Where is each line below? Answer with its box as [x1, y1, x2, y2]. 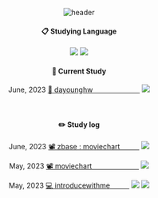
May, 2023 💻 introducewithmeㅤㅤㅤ [8, 180, 130, 190]
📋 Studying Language [41, 26, 117, 36]
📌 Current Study [51, 66, 107, 76]
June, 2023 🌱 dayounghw [8, 85, 93, 95]
